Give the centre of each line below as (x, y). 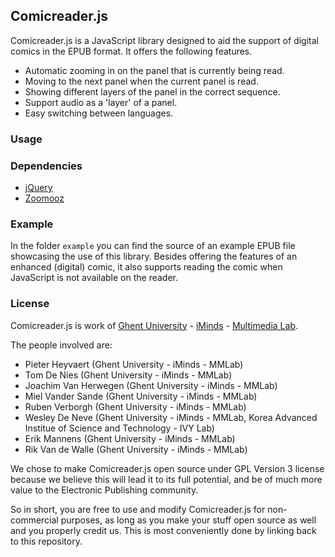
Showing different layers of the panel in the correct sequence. (152, 91)
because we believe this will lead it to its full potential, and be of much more (166, 479)
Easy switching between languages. (99, 113)
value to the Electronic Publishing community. (104, 490)
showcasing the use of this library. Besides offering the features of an (154, 256)
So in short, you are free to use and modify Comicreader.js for (138, 509)
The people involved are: (61, 345)
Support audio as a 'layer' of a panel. (101, 102)
